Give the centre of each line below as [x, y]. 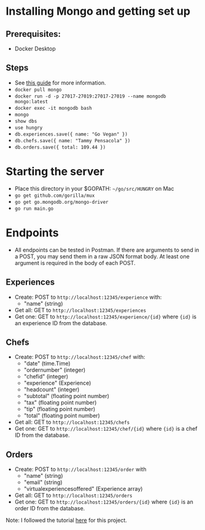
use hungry [29, 128]
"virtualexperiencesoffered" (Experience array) [83, 489]
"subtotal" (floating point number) [67, 396]
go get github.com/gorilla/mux [55, 195]
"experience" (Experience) [57, 383]
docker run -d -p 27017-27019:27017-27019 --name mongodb [90, 96]
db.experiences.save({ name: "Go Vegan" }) [71, 134]
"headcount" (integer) [52, 390]
